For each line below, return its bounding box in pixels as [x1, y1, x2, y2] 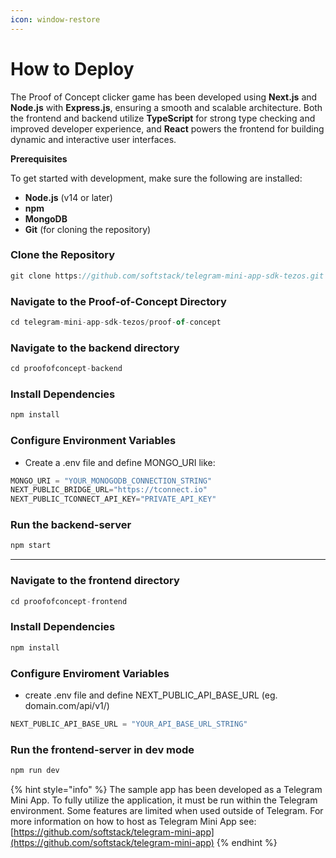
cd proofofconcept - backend [10, 364, 123, 374]
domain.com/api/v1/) [24, 699, 110, 711]
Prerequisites [10, 152, 68, 165]
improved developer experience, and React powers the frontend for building [10, 122, 325, 135]
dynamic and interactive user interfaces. [10, 133, 177, 145]
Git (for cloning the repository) [24, 223, 152, 235]
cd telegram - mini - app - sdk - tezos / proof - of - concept [10, 317, 222, 328]
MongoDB [24, 212, 68, 225]
